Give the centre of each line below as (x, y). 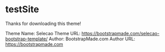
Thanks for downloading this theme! (43, 23)
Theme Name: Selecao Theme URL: (43, 33)
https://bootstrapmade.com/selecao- (121, 33)
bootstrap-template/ (27, 39)
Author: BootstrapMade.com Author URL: (92, 39)
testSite (22, 9)
